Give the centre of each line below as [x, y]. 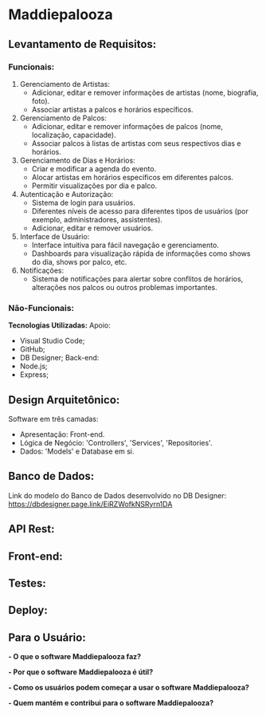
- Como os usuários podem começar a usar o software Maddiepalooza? [129, 688]
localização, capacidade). [74, 135]
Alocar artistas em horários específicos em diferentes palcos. [132, 177]
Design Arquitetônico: [64, 400]
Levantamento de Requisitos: [82, 44]
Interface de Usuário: [55, 236]
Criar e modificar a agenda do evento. [94, 168]
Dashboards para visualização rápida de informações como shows [141, 253]
